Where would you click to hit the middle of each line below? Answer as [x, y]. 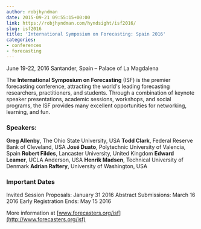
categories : [21, 40]
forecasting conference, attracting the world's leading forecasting [88, 86]
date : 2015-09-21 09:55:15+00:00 [48, 17]
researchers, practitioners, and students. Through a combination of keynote [101, 93]
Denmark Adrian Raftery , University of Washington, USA [77, 166]
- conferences [24, 46]
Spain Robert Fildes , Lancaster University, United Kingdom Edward [90, 154]
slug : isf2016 [24, 29]
